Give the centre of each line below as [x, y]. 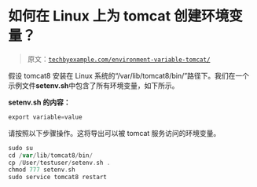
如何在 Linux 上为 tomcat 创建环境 [119, 16]
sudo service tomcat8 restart [58, 178]
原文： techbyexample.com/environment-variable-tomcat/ [119, 59]
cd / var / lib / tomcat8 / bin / [50, 155]
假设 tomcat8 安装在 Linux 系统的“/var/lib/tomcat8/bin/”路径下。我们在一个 [129, 75]
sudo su [21, 148]
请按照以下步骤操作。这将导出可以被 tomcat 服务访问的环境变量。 [114, 133]
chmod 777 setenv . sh [42, 170]
